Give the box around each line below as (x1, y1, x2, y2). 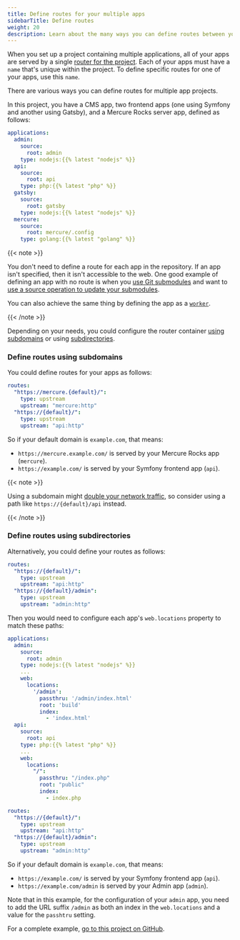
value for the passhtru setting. (7, 910, 96, 919)
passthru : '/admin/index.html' (39, 694, 133, 702)
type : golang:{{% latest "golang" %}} (20, 236, 136, 243)
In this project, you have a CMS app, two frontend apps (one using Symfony (7, 101, 231, 109)
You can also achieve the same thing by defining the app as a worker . (7, 299, 211, 308)
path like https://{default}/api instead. (7, 499, 127, 508)
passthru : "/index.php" (39, 774, 111, 782)
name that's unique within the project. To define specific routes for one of (7, 65, 221, 74)
